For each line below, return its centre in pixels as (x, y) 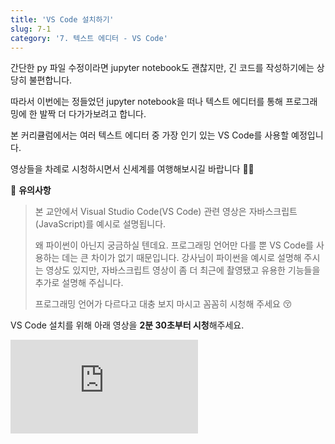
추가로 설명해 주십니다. (79, 283)
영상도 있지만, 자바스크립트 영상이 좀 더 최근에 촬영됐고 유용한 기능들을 (183, 270)
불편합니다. (50, 80)
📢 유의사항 (31, 190)
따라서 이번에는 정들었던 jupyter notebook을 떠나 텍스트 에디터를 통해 (146, 102)
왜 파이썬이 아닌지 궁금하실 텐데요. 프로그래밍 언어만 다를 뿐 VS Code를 (174, 245)
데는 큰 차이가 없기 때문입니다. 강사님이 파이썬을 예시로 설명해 (181, 258)
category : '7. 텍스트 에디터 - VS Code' (89, 38)
